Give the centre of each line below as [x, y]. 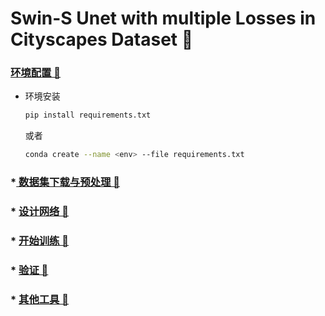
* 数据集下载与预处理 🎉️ [65, 182]
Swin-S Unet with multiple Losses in [163, 18]
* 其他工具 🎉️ [40, 299]
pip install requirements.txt [88, 115]
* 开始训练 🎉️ [40, 240]
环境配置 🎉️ [36, 73]
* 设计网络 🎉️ [40, 212]
